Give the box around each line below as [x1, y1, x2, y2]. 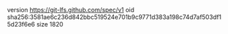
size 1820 [36, 20, 64, 28]
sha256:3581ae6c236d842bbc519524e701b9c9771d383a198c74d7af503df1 [7, 13, 222, 21]
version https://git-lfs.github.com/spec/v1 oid [7, 6, 135, 14]
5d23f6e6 [7, 20, 36, 28]
